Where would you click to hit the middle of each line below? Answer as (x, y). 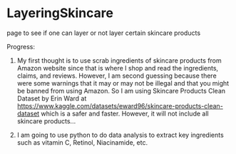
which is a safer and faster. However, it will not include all (125, 113)
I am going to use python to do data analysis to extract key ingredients (120, 135)
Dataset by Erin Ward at (52, 98)
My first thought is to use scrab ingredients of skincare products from (119, 60)
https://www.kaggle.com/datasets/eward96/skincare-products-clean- (120, 106)
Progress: (21, 46)
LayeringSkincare (60, 13)
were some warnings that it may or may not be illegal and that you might (123, 83)
